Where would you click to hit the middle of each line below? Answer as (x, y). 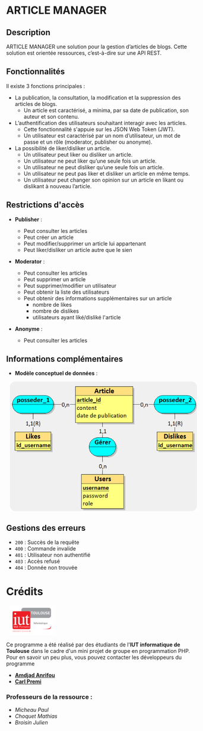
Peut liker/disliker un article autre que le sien (78, 250)
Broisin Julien (31, 723)
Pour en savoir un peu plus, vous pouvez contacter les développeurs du (94, 657)
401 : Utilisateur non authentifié (53, 555)
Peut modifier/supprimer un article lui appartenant (85, 243)
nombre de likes (52, 304)
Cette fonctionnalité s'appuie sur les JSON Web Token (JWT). (99, 129)
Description (28, 32)
